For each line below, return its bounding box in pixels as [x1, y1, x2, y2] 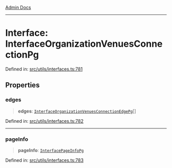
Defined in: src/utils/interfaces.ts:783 [5, 157, 84, 163]
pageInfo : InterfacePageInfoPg [17, 147, 84, 153]
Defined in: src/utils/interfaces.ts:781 [5, 66, 83, 72]
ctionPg [5, 49, 39, 61]
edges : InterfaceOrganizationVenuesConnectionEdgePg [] [17, 108, 137, 114]
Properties [5, 81, 40, 89]
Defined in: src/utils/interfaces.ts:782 [5, 118, 83, 124]
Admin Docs [5, 5, 31, 10]
